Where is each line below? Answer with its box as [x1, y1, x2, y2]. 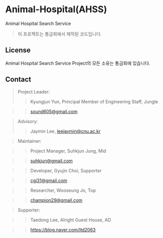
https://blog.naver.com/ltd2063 [30, 226, 96, 232]
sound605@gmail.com [30, 108, 78, 114]
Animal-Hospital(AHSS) [5, 4, 107, 15]
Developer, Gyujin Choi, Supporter [30, 167, 102, 173]
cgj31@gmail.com [30, 177, 67, 184]
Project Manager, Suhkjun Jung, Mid [30, 147, 106, 154]
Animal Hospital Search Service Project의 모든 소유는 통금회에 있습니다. [5, 60, 150, 66]
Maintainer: [17, 138, 42, 144]
